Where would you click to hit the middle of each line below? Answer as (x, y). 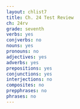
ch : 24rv (17, 23)
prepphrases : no (26, 91)
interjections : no (29, 79)
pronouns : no (23, 51)
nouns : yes (20, 46)
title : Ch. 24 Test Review (40, 18)
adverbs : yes (23, 62)
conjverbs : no (24, 40)
